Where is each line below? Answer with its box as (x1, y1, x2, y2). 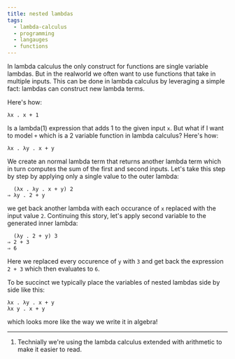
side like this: (7, 285, 45, 294)
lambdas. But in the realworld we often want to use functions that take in (7, 69, 216, 78)
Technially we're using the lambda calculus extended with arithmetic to (17, 338, 222, 346)
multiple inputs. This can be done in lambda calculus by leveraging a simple (7, 77, 225, 85)
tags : (7, 17, 23, 24)
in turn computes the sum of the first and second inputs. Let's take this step (7, 165, 226, 172)
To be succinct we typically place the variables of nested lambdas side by (7, 278, 220, 286)
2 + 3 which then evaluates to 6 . (7, 264, 100, 273)
